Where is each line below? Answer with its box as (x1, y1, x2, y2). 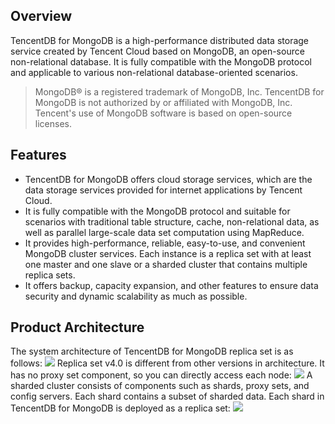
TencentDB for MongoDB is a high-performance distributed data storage (10, 34, 310, 46)
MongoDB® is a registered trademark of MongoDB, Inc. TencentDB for (34, 85, 325, 98)
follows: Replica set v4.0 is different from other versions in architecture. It (10, 357, 325, 369)
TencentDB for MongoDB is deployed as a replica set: (10, 402, 231, 414)
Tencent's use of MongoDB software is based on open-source (34, 107, 293, 119)
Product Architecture (10, 319, 145, 336)
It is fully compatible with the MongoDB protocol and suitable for (24, 205, 291, 217)
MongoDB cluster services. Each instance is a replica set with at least (24, 247, 312, 259)
